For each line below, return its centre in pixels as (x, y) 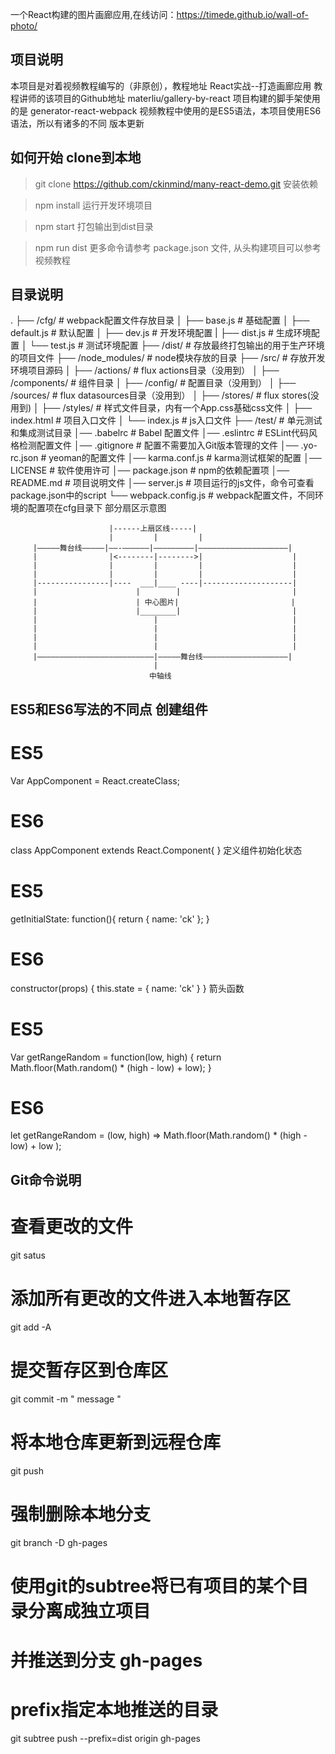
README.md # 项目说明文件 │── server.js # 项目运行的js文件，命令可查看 (162, 483)
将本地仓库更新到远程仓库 (116, 1442)
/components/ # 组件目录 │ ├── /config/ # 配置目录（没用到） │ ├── (153, 383)
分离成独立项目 (90, 1610)
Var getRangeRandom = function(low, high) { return (116, 1057)
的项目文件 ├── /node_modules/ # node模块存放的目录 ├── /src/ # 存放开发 (168, 358)
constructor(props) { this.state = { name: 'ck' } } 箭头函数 (127, 988)
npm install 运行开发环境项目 (93, 205)
